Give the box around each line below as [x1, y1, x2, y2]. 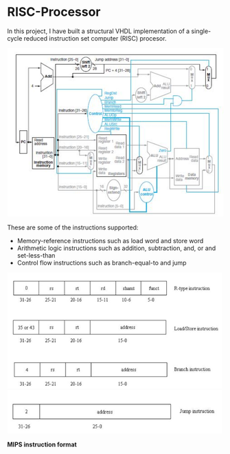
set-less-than [16, 251, 56, 259]
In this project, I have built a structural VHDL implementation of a [7, 27, 190, 35]
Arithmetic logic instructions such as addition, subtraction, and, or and [16, 244, 216, 252]
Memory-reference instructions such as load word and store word [16, 236, 204, 245]
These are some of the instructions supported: [7, 223, 139, 231]
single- [191, 27, 211, 35]
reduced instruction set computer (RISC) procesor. [23, 34, 167, 42]
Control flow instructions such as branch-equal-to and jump [16, 258, 187, 267]
